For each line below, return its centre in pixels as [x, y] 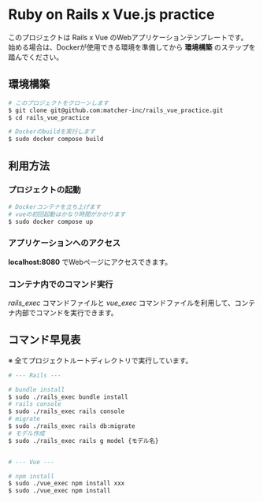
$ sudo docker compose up [50, 221]
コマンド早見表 [44, 340]
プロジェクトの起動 [44, 190]
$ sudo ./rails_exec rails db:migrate [72, 426]
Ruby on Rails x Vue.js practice [111, 15]
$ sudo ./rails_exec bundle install [68, 397]
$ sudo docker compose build [56, 139]
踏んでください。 [36, 57]
